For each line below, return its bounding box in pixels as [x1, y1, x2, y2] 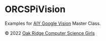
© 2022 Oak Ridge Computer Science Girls [5, 30, 95, 36]
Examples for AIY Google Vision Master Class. [5, 20, 101, 26]
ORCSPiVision [5, 4, 66, 15]
